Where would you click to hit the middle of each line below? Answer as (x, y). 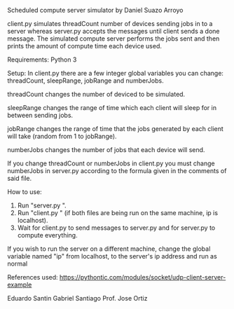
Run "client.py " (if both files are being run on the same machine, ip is (118, 213)
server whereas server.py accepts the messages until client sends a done (113, 31)
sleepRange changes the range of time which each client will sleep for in (112, 108)
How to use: (25, 192)
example (20, 284)
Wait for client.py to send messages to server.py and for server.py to (116, 228)
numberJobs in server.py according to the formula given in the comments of (117, 171)
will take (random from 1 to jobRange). (62, 136)
